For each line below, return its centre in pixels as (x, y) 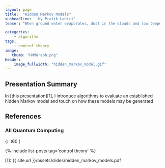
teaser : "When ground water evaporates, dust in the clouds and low (77, 23)
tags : (11, 42)
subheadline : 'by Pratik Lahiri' (41, 19)
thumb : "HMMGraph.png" (35, 55)
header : (13, 59)
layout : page (18, 10)
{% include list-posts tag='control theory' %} (51, 151)
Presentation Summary (41, 84)
